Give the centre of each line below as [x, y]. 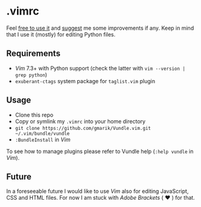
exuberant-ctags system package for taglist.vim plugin [85, 81]
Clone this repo [34, 115]
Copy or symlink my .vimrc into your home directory [80, 121]
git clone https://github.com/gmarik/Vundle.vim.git [83, 128]
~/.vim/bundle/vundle [42, 134]
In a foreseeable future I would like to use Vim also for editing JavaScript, [97, 191]
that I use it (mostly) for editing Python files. [61, 34]
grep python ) [31, 75]
